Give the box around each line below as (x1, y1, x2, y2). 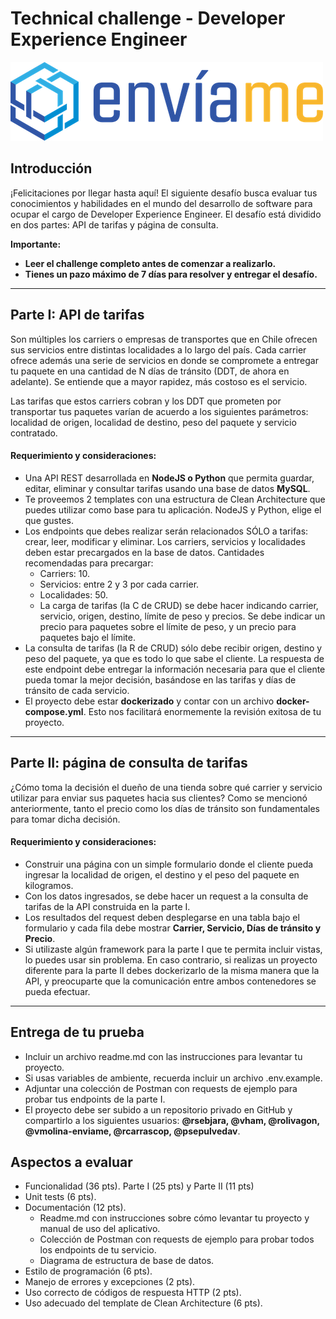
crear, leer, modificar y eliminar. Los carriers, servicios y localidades (24, 535, 306, 547)
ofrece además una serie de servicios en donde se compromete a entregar (10, 354, 319, 366)
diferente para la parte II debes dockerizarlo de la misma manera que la (24, 964, 320, 976)
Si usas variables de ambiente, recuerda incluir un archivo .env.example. (24, 1072, 323, 1084)
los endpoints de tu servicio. (39, 1244, 157, 1256)
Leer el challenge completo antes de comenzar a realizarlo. (24, 257, 277, 269)
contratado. (10, 427, 58, 439)
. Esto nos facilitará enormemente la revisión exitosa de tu (83, 705, 322, 717)
